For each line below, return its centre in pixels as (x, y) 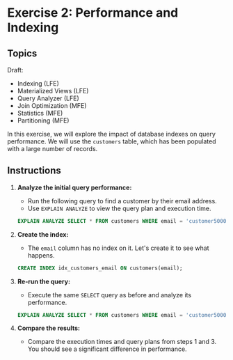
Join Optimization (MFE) (52, 105)
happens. (41, 255)
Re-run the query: (44, 281)
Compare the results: (48, 328)
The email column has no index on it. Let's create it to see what (118, 248)
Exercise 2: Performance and (93, 13)
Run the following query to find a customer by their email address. (122, 201)
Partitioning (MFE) (43, 120)
